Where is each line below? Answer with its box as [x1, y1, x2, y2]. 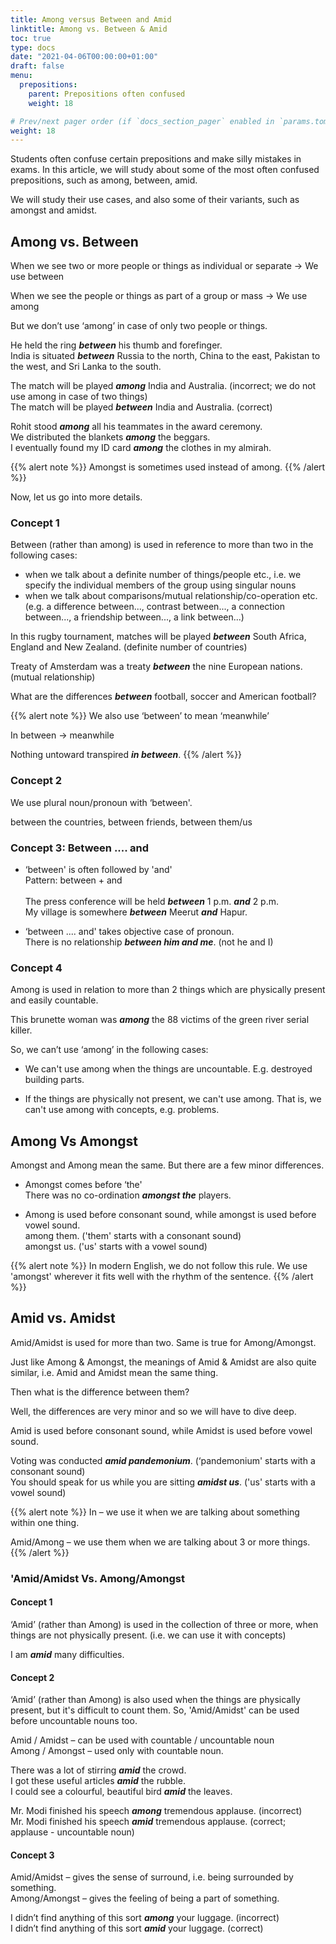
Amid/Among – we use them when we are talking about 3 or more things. [10, 1536, 311, 1548]
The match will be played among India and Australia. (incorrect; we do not [10, 380, 317, 392]
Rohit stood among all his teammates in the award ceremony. [10, 421, 263, 433]
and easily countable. [10, 994, 99, 1006]
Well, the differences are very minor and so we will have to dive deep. [10, 1405, 297, 1417]
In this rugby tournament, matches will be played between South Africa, [10, 631, 307, 643]
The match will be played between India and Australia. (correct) [10, 401, 273, 413]
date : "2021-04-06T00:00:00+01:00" [10, 52, 159, 62]
